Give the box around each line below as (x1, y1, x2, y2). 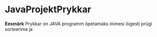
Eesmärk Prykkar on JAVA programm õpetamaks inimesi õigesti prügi (5, 21, 152, 27)
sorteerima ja (5, 26, 33, 32)
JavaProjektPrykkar (5, 4, 91, 15)
